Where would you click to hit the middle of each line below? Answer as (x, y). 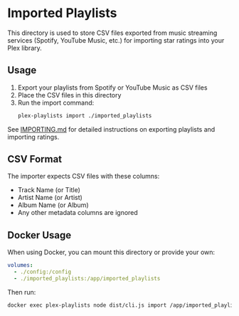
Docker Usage (39, 235)
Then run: (22, 292)
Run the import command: (56, 102)
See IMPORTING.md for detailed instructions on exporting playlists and (111, 129)
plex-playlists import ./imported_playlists (85, 115)
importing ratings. (33, 137)
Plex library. (25, 48)
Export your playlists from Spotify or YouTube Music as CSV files (112, 88)
